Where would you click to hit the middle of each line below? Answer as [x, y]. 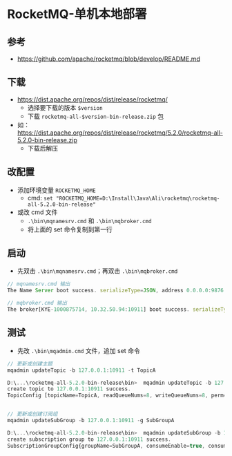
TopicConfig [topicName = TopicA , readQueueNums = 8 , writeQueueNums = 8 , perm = [117, 396]
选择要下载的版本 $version [65, 107]
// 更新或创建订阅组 [32, 414]
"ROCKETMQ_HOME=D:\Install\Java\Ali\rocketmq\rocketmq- [138, 198]
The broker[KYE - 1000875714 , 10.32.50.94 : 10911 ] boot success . [98, 310]
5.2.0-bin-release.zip [47, 140]
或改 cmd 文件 [37, 212]
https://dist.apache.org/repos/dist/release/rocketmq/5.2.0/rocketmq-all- [120, 133]
